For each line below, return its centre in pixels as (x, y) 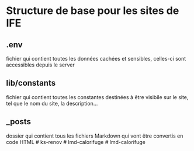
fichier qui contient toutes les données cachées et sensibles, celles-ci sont (96, 59)
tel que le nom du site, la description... (52, 103)
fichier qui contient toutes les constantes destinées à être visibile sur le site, (97, 97)
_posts (18, 122)
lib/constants (31, 83)
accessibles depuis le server (40, 65)
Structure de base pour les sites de (93, 11)
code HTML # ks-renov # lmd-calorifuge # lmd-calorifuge (76, 142)
